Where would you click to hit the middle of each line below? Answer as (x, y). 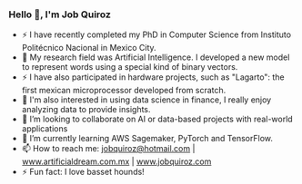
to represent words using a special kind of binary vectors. (130, 67)
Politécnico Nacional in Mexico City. (89, 48)
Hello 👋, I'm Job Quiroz (60, 15)
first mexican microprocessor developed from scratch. (124, 91)
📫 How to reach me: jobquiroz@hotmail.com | (108, 149)
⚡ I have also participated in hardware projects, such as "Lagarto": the (153, 77)
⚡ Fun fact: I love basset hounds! (83, 172)
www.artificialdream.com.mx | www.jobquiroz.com (116, 161)
